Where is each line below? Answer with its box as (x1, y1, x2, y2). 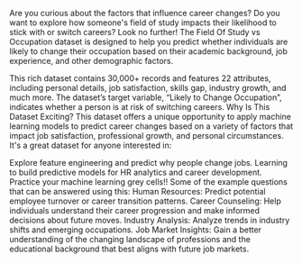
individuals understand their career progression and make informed (9, 205, 260, 215)
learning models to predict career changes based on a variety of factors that (9, 121, 294, 131)
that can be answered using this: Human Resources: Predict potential (9, 186, 266, 196)
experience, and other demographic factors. (9, 56, 174, 66)
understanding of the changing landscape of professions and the (9, 234, 251, 244)
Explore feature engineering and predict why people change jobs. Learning (9, 158, 288, 168)
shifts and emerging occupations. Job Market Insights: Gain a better (9, 224, 262, 235)
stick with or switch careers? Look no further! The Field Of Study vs (9, 27, 261, 37)
